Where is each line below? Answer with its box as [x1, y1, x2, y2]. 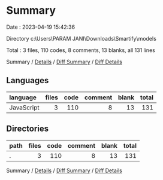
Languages [6, 75, 49, 86]
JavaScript [9, 103, 40, 111]
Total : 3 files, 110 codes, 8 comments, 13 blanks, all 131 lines [6, 46, 156, 54]
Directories [6, 124, 49, 134]
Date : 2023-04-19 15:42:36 [6, 23, 76, 30]
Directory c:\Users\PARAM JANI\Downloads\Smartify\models [6, 35, 157, 42]
